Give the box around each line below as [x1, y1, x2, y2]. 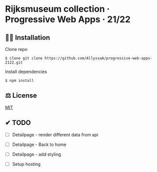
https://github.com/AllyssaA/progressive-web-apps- [44, 56, 153, 61]
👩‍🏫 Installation [5, 33, 51, 42]
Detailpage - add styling [12, 151, 61, 157]
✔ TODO [5, 119, 31, 127]
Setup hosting [12, 161, 41, 167]
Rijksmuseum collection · [5, 3, 110, 15]
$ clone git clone [5, 56, 43, 61]
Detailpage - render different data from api [12, 131, 99, 138]
